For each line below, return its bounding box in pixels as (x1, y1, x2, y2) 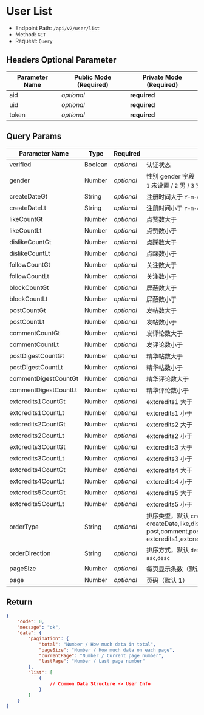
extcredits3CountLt (9, 454, 65, 462)
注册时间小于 (146, 204, 183, 212)
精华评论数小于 (146, 386, 189, 394)
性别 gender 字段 (146, 172, 195, 180)
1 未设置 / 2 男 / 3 (146, 181, 194, 190)
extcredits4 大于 (146, 466, 193, 474)
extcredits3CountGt (9, 442, 66, 451)
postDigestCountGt (9, 351, 64, 360)
